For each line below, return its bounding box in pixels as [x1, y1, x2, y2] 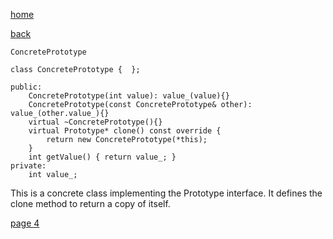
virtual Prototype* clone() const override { [28, 126, 222, 136]
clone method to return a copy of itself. [10, 198, 171, 209]
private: [10, 161, 47, 171]
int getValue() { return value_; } [28, 152, 177, 162]
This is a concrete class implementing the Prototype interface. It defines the [10, 187, 323, 199]
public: [10, 82, 43, 92]
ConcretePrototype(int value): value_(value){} [28, 91, 230, 101]
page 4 [10, 217, 40, 229]
